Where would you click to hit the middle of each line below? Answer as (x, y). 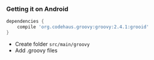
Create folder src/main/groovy (52, 44)
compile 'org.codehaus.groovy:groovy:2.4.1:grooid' (83, 27)
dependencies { (25, 22)
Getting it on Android (37, 9)
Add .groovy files (36, 50)
